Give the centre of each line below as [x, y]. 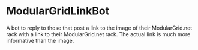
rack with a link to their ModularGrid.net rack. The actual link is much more [98, 34]
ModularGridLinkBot [58, 11]
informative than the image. [40, 40]
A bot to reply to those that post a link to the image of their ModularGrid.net [99, 28]
